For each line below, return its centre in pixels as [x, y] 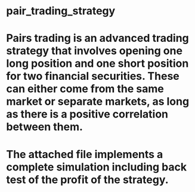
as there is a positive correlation [87, 114]
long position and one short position [97, 64]
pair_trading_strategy [61, 11]
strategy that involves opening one [95, 51]
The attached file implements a [85, 154]
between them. [45, 127]
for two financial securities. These [93, 76]
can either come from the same [85, 89]
